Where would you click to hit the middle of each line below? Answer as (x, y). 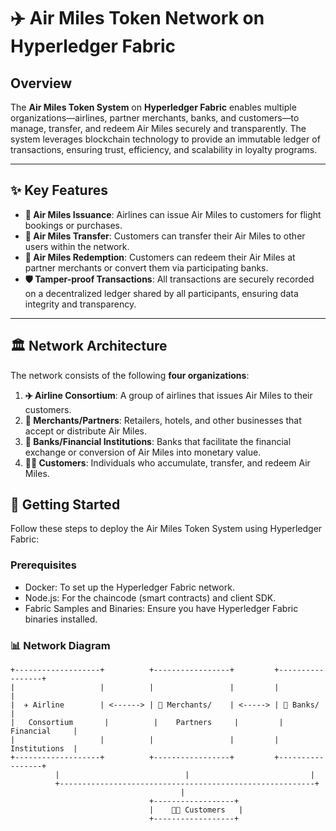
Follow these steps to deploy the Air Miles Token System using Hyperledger (166, 529)
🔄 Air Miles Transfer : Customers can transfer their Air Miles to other (165, 236)
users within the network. (77, 246)
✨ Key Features (59, 190)
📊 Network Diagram (60, 645)
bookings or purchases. (73, 225)
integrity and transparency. (80, 304)
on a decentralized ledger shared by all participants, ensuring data (161, 293)
